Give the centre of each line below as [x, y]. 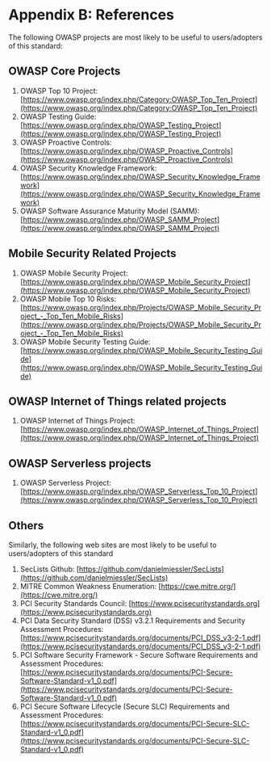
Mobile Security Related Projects [92, 253]
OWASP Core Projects [65, 72]
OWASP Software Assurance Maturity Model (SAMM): [110, 211]
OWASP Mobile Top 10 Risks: [68, 299]
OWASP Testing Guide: [58, 116]
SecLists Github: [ [50, 569]
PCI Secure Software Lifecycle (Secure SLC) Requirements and [125, 706]
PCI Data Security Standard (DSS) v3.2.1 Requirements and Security [133, 621]
